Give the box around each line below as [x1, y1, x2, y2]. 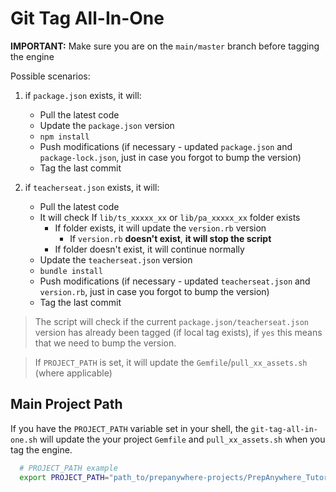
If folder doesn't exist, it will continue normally [54, 243, 245, 255]
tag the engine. [10, 443, 73, 456]
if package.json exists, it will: [24, 89, 142, 101]
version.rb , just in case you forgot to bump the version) [39, 285, 270, 297]
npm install [39, 132, 90, 142]
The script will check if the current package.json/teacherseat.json [34, 315, 309, 327]
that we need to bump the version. [34, 337, 177, 349]
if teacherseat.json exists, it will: [24, 181, 160, 193]
